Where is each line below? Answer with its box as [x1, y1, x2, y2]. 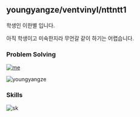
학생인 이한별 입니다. [6, 21, 55, 29]
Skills [6, 91, 23, 99]
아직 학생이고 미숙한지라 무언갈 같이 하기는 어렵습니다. [6, 35, 135, 42]
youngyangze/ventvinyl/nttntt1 [6, 5, 127, 15]
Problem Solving [6, 50, 56, 58]
